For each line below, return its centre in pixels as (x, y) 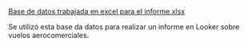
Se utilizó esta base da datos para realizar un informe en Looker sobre (124, 27)
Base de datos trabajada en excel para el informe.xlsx (97, 11)
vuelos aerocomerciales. (49, 35)
